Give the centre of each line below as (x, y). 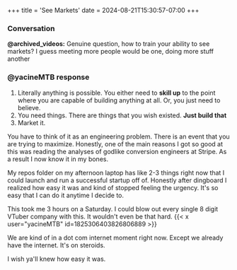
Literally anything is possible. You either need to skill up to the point (116, 93)
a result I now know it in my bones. (58, 159)
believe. (29, 107)
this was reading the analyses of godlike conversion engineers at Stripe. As (117, 151)
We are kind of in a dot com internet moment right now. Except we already (115, 237)
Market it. (31, 122)
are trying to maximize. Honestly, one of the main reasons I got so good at (115, 143)
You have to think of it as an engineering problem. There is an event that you (118, 136)
